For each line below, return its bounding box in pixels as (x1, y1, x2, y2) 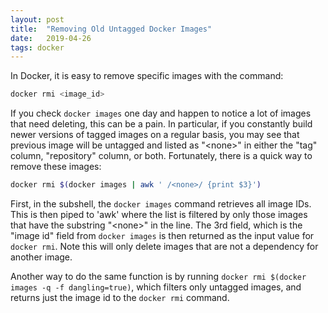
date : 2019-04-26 (10, 33, 92, 43)
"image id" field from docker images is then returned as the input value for (10, 230, 315, 241)
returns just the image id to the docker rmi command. (10, 292, 230, 303)
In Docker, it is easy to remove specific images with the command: (10, 70, 284, 82)
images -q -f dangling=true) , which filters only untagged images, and (10, 281, 302, 293)
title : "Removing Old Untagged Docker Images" (10, 24, 213, 34)
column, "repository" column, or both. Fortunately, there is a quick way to (10, 150, 313, 162)
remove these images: (10, 161, 102, 173)
